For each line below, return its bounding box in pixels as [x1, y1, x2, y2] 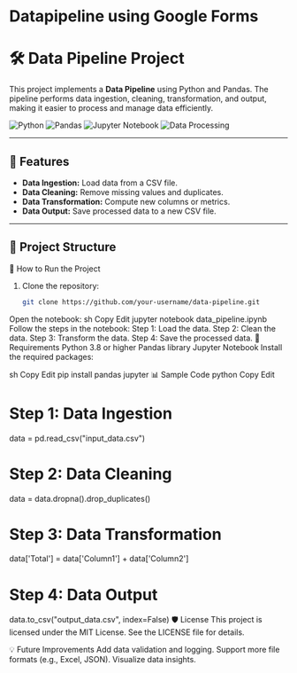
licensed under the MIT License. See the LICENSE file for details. [9, 627, 245, 638]
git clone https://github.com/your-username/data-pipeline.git [21, 297, 261, 307]
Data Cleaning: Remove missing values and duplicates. [21, 186, 224, 197]
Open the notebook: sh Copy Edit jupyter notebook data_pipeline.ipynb [9, 313, 268, 325]
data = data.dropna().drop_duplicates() [9, 493, 151, 504]
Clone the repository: [21, 280, 100, 291]
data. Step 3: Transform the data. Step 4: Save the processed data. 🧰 [9, 333, 261, 343]
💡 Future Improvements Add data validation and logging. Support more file [9, 645, 280, 655]
